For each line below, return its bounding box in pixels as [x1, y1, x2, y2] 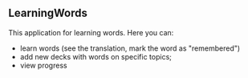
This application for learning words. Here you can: [8, 27, 174, 37]
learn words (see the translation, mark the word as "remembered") [19, 43, 241, 53]
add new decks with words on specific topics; [19, 51, 173, 61]
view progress [19, 60, 67, 70]
